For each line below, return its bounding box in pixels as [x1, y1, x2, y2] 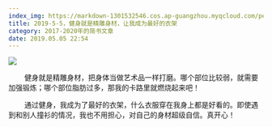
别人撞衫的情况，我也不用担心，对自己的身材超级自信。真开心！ [22, 110, 236, 120]
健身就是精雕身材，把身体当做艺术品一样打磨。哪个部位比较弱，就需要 [23, 73, 259, 83]
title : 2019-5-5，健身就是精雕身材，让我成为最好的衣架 [8, 19, 178, 28]
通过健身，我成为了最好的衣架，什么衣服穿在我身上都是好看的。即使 [23, 100, 252, 110]
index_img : [8, 11, 45, 20]
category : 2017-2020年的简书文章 [8, 27, 114, 35]
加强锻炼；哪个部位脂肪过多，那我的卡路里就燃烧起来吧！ [8, 83, 200, 93]
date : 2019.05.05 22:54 [8, 34, 89, 43]
